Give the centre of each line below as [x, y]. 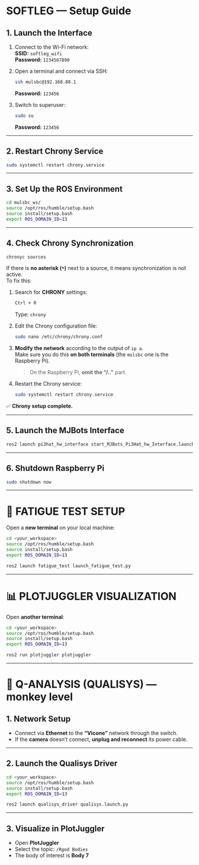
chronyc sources [26, 257]
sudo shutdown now [29, 482]
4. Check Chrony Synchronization [70, 244]
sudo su [24, 116]
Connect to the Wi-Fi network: [52, 47]
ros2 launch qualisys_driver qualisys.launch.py [67, 804]
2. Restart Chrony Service [55, 152]
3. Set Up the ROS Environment [65, 189]
